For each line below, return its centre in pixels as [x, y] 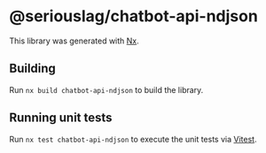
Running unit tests [61, 118]
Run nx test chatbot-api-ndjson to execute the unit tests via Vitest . [133, 139]
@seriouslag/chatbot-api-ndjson [134, 16]
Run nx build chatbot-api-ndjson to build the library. [106, 89]
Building [32, 69]
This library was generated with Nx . [74, 41]
